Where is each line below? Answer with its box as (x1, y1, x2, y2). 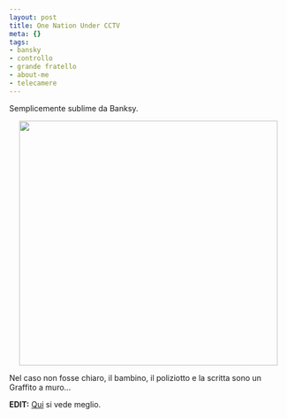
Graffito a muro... (9, 382, 72, 392)
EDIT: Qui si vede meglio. (9, 399, 102, 409)
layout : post (9, 12, 57, 22)
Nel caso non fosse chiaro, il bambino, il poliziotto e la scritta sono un (9, 372, 262, 383)
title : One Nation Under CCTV (9, 21, 121, 30)
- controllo (9, 54, 53, 63)
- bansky (9, 46, 42, 55)
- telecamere (9, 79, 57, 87)
